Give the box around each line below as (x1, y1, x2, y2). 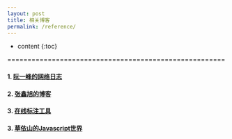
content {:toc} (17, 42, 58, 51)
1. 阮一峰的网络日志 (7, 72, 63, 81)
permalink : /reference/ (7, 23, 77, 30)
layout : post (7, 10, 45, 17)
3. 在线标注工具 (7, 107, 52, 115)
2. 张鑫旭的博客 (7, 90, 52, 98)
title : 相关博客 (7, 17, 50, 24)
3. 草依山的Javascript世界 (7, 124, 83, 132)
